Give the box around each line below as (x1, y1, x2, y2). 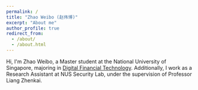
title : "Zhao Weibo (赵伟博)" (6, 14, 78, 20)
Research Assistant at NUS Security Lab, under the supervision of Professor (6, 70, 192, 78)
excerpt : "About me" (6, 20, 58, 25)
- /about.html (11, 42, 46, 48)
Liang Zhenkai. (6, 76, 43, 83)
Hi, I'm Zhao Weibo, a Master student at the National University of (6, 57, 167, 65)
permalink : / (6, 8, 39, 15)
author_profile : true (6, 25, 60, 31)
